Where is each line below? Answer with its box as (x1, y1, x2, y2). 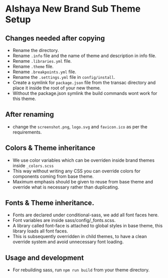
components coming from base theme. (12, 173, 94, 179)
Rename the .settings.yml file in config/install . (12, 74, 115, 80)
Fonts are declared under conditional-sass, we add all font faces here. (12, 212, 159, 218)
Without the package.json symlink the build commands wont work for (12, 90, 158, 96)
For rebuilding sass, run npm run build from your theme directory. (12, 267, 150, 273)
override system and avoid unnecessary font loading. (12, 239, 124, 245)
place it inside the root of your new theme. (12, 85, 101, 91)
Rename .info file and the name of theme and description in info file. (12, 53, 157, 59)
